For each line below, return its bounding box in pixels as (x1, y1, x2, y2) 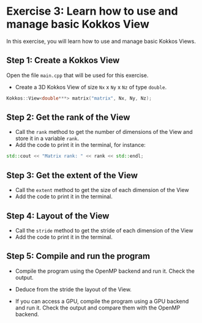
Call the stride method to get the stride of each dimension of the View (15, 226, 193, 234)
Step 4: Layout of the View (6, 210, 110, 221)
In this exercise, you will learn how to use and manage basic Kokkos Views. (6, 37, 196, 45)
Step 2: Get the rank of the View (6, 112, 130, 123)
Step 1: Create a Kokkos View (6, 55, 120, 65)
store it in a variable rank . (15, 135, 80, 142)
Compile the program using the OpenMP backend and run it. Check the (15, 267, 195, 275)
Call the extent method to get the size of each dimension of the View (15, 187, 189, 194)
